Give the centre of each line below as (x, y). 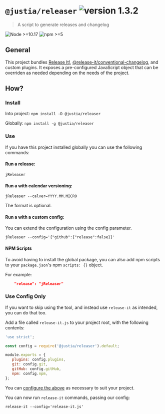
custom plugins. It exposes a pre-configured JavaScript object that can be (82, 67)
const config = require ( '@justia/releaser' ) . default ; (62, 346)
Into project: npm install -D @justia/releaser (53, 114)
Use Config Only (25, 296)
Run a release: (20, 164)
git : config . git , (30, 364)
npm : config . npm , (30, 373)
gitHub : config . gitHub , (36, 369)
